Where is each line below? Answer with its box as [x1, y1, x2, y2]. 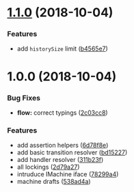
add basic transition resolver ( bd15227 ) [16, 148, 128, 156]
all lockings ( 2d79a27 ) [16, 163, 80, 172]
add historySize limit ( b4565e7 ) [16, 44, 108, 53]
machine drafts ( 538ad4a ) [16, 178, 91, 186]
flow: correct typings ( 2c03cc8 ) [16, 108, 108, 117]
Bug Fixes [7, 93, 41, 102]
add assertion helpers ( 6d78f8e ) [16, 141, 109, 150]
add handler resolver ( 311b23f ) [16, 156, 104, 164]
